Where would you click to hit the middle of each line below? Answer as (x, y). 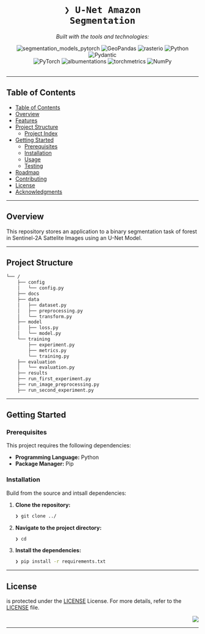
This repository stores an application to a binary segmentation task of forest (102, 231)
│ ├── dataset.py (42, 305)
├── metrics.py (48, 350)
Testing (34, 165)
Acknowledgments (39, 192)
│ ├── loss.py (38, 328)
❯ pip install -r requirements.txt (60, 562)
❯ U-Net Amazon (103, 10)
